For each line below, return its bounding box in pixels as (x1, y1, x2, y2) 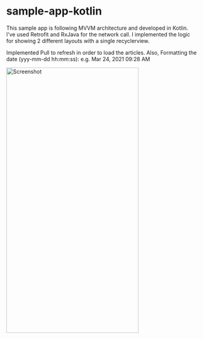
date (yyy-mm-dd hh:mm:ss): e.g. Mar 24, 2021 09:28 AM (6, 55, 150, 62)
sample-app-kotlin (6, 4, 102, 18)
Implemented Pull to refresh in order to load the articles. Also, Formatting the (6, 49, 197, 56)
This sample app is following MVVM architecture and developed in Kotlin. (6, 24, 188, 32)
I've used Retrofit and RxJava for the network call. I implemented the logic (6, 30, 190, 38)
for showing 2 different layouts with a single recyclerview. (6, 37, 150, 44)
